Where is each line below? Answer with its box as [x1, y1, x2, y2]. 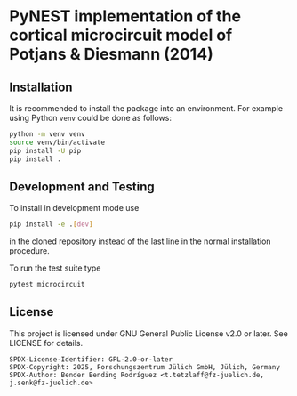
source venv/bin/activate [9, 138, 105, 147]
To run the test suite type [9, 263, 101, 273]
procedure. [9, 246, 51, 256]
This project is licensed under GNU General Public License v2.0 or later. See [9, 327, 289, 339]
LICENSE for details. [9, 337, 84, 348]
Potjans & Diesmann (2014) [9, 44, 213, 64]
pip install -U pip [9, 146, 82, 155]
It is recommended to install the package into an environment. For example [9, 103, 283, 113]
